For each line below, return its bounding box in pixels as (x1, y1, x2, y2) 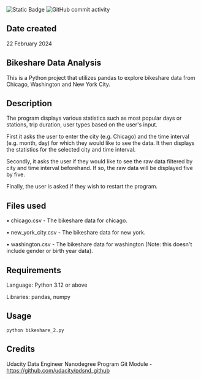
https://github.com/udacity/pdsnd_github (6, 366, 110, 374)
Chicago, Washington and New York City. (6, 80, 110, 88)
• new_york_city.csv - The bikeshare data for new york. (6, 229, 146, 236)
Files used (6, 200, 47, 211)
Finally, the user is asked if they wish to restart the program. (6, 183, 158, 190)
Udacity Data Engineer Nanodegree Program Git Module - (6, 360, 152, 368)
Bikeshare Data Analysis (6, 58, 102, 68)
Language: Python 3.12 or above (6, 281, 88, 289)
